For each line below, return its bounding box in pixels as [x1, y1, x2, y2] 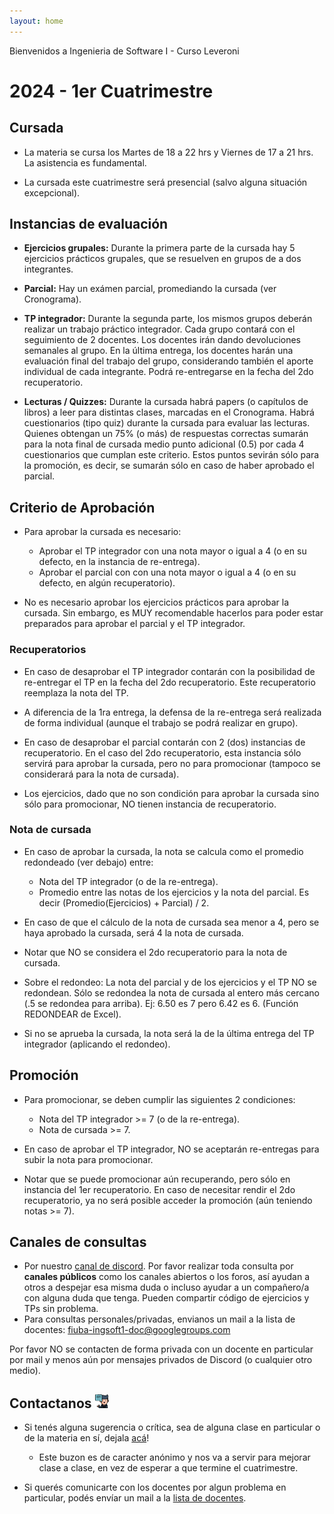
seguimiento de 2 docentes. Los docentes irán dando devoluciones [23, 334, 302, 346]
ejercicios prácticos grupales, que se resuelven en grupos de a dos [23, 253, 302, 265]
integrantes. [23, 263, 74, 275]
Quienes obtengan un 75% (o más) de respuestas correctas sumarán [23, 428, 309, 440]
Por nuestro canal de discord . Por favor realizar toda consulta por [23, 1260, 294, 1272]
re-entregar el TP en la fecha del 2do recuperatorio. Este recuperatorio [23, 676, 316, 688]
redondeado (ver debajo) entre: [23, 856, 154, 868]
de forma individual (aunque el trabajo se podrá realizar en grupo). [23, 716, 299, 729]
